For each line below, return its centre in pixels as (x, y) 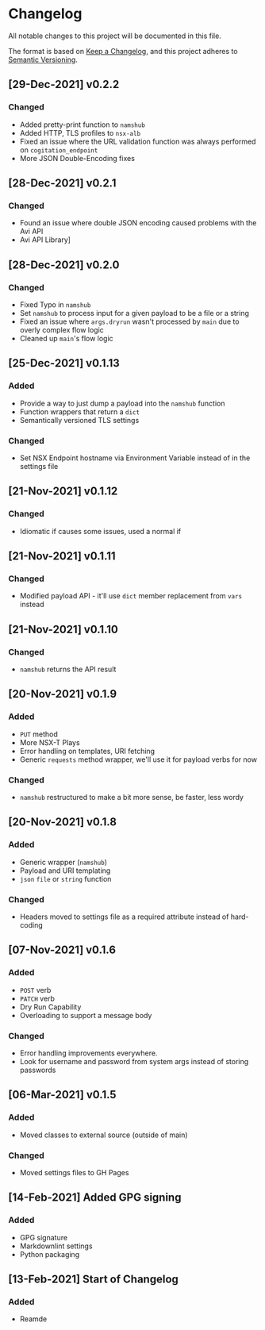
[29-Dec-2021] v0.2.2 (64, 85)
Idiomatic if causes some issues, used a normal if (100, 531)
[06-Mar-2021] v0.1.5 (62, 1095)
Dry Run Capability (50, 1007)
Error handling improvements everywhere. (88, 1053)
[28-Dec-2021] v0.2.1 (62, 183)
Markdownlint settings (56, 1246)
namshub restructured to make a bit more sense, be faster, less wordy (132, 798)
